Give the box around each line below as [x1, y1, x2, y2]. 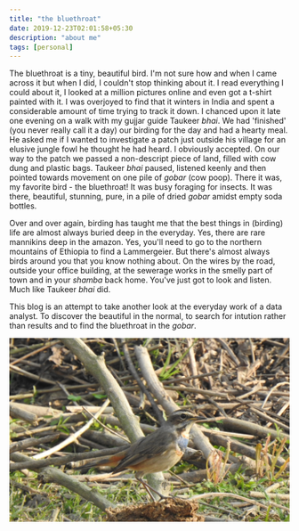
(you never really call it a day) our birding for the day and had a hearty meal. [9, 125, 288, 135]
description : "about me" [9, 33, 101, 42]
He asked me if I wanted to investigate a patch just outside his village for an [9, 135, 287, 145]
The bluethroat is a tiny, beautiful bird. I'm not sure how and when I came [9, 68, 278, 79]
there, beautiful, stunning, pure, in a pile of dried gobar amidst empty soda [9, 192, 283, 202]
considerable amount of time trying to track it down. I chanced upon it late [9, 106, 281, 117]
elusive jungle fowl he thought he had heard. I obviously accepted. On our [9, 143, 280, 155]
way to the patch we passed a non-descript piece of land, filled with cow [9, 153, 277, 164]
